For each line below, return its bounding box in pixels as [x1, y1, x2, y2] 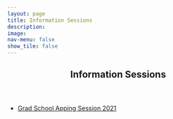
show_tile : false [7, 43, 58, 50]
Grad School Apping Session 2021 [17, 104, 117, 113]
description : [7, 23, 46, 30]
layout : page [7, 10, 46, 17]
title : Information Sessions [7, 17, 93, 24]
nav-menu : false [7, 36, 55, 43]
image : [7, 29, 27, 37]
